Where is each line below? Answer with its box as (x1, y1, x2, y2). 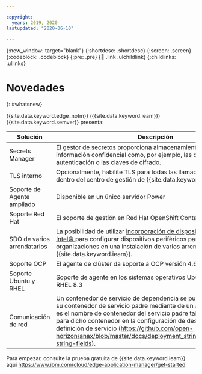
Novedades (6, 81, 65, 94)
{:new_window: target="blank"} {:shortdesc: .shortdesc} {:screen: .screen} (6, 47, 192, 54)
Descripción (137, 133, 173, 141)
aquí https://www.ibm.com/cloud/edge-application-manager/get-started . (6, 361, 188, 369)
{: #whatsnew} (6, 100, 43, 108)
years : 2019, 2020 (11, 19, 58, 26)
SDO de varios (9, 235, 50, 244)
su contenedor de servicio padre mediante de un (56, 302, 194, 310)
